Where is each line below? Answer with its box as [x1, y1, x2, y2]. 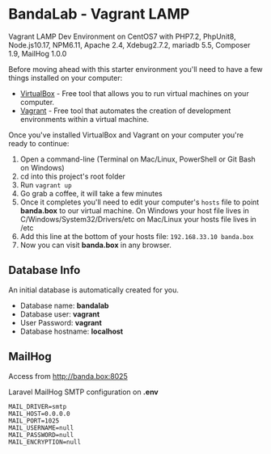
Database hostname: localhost [19, 326, 124, 336]
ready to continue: [8, 138, 70, 148]
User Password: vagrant [19, 317, 103, 327]
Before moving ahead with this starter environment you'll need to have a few [8, 64, 263, 74]
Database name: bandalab [19, 301, 109, 310]
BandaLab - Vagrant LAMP [8, 5, 190, 23]
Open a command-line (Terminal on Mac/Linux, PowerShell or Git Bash [19, 154, 256, 164]
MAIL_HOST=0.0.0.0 [8, 410, 70, 418]
